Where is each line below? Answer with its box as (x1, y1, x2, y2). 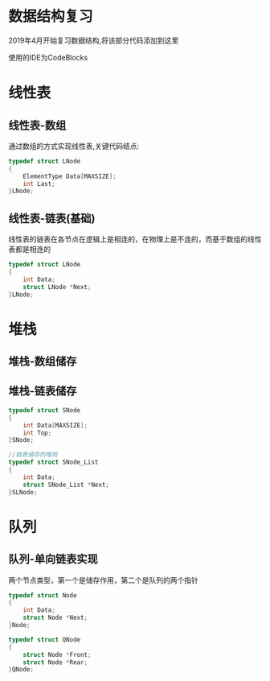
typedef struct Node (8, 591, 78, 600)
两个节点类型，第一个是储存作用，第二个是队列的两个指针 (8, 575, 198, 584)
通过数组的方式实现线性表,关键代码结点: (8, 141, 140, 151)
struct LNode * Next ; (22, 283, 92, 291)
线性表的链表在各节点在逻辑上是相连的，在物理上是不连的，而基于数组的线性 (8, 234, 262, 244)
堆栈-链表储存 (8, 384, 77, 398)
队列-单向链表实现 (8, 552, 98, 566)
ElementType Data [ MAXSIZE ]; (22, 172, 117, 180)
